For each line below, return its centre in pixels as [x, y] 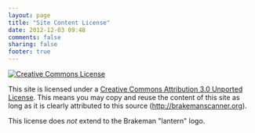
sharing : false [33, 45]
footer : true [29, 52]
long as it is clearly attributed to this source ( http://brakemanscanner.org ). [127, 106]
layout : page [29, 15]
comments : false [35, 37]
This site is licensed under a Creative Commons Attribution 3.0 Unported [126, 89]
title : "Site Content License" [59, 23]
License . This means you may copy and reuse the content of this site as [124, 97]
